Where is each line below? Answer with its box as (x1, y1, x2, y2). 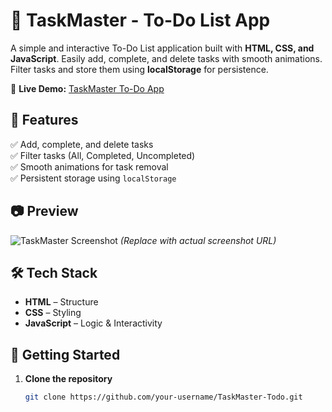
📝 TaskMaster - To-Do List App (10, 9, 271, 32)
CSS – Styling (24, 307, 82, 319)
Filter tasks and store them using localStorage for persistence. (10, 63, 269, 75)
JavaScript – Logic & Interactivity (24, 317, 163, 329)
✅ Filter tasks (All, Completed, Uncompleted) (10, 149, 196, 161)
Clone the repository (24, 373, 113, 385)
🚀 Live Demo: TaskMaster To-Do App (10, 82, 165, 94)
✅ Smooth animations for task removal (10, 160, 169, 173)
